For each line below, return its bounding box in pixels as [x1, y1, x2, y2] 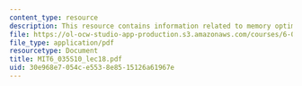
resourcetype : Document [9, 47, 99, 56]
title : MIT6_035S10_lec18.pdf [9, 55, 123, 64]
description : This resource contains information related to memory [9, 21, 271, 30]
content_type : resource [9, 13, 99, 22]
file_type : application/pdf [9, 38, 115, 47]
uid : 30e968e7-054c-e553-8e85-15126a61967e [9, 64, 175, 73]
